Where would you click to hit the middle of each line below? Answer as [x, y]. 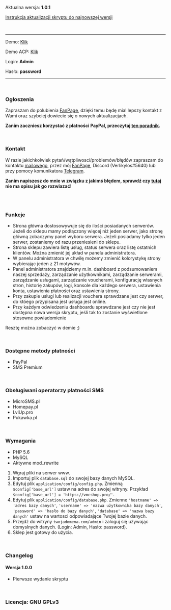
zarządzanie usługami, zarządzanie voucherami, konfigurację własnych [88, 279]
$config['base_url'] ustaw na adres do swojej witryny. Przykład [80, 489]
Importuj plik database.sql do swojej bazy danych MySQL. [74, 478]
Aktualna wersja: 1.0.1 [28, 7]
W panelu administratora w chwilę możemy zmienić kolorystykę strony [87, 258]
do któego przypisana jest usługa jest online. [60, 301]
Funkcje [15, 215]
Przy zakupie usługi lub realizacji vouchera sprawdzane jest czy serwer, [88, 296]
